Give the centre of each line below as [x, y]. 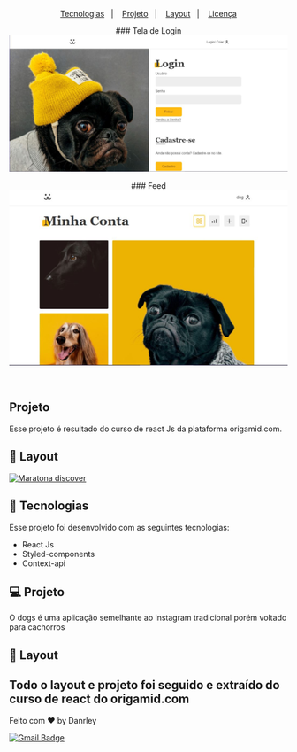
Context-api [44, 563]
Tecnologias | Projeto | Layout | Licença [148, 14]
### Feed [148, 185]
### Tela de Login [148, 31]
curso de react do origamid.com [99, 699]
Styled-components [58, 554]
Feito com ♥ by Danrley [53, 720]
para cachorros [37, 627]
